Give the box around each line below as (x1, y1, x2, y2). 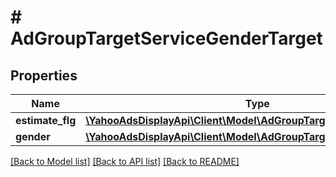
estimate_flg (15, 114, 77, 127)
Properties (10, 67, 78, 84)
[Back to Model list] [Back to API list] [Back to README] (10, 156, 240, 167)
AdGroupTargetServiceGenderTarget (10, 27, 323, 50)
